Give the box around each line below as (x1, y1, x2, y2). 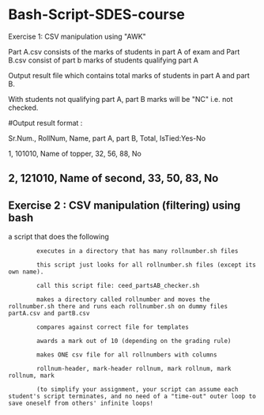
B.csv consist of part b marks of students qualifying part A (8, 55, 199, 65)
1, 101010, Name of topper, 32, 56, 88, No (8, 149, 142, 158)
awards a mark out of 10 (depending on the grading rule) (36, 338, 232, 345)
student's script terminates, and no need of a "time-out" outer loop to (8, 393, 257, 401)
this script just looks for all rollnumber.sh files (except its (36, 261, 257, 270)
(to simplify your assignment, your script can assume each (36, 386, 239, 394)
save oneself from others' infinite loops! (8, 399, 154, 408)
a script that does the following (8, 232, 109, 242)
